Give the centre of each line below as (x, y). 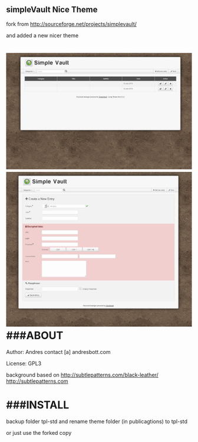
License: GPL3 (24, 363)
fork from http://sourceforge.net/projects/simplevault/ (72, 24)
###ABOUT (35, 335)
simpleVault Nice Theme (52, 10)
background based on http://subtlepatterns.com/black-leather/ (82, 375)
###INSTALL (38, 405)
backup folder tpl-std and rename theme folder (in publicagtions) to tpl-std (97, 421)
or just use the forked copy (39, 433)
